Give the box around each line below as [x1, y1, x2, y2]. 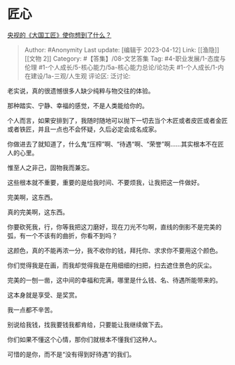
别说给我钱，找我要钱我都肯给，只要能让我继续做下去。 [7, 320, 166, 329]
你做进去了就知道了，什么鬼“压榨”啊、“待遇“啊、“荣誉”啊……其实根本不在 [7, 140, 218, 148]
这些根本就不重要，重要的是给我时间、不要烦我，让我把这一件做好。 [7, 178, 204, 186]
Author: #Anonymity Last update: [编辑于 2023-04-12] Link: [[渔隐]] [24, 45, 220, 54]
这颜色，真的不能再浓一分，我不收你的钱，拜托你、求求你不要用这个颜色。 [7, 246, 222, 255]
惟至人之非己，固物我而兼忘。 [7, 163, 93, 172]
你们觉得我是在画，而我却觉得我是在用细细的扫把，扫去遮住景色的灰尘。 [7, 261, 215, 269]
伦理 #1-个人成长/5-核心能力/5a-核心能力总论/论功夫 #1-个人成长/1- [24, 63, 218, 71]
